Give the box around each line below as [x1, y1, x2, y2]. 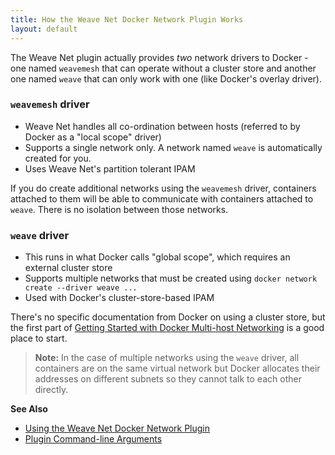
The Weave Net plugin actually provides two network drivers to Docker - [10, 51, 309, 63]
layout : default [10, 24, 78, 34]
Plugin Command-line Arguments [24, 433, 163, 445]
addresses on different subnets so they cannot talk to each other [34, 373, 302, 385]
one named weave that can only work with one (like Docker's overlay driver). [10, 72, 323, 85]
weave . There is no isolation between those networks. [10, 203, 229, 215]
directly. [34, 384, 69, 396]
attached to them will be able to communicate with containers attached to [10, 192, 314, 205]
